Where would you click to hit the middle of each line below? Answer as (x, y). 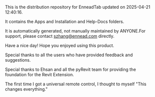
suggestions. (18, 60)
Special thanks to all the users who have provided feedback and (69, 55)
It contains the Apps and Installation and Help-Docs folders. (65, 22)
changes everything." (26, 89)
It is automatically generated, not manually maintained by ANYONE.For (75, 31)
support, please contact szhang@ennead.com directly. (60, 36)
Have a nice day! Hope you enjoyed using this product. (60, 45)
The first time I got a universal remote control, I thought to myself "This (76, 84)
